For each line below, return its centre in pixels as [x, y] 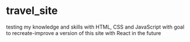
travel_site [32, 11]
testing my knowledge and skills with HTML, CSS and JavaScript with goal [95, 27]
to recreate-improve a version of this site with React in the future [84, 33]
